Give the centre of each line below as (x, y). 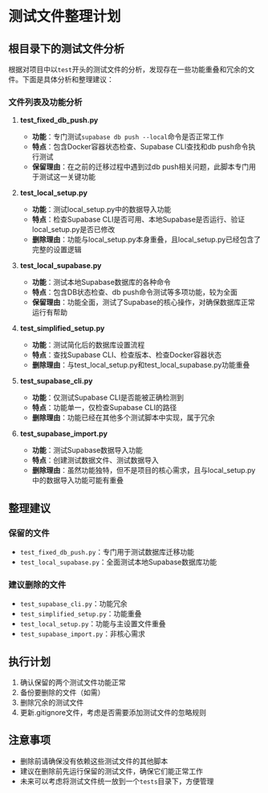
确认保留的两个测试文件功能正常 (73, 682)
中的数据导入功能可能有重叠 (78, 480)
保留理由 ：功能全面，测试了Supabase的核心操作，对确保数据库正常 (143, 303)
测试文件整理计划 (65, 16)
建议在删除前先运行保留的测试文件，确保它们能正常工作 (111, 771)
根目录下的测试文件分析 (66, 49)
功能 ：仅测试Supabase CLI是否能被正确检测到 (108, 397)
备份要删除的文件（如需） (62, 693)
